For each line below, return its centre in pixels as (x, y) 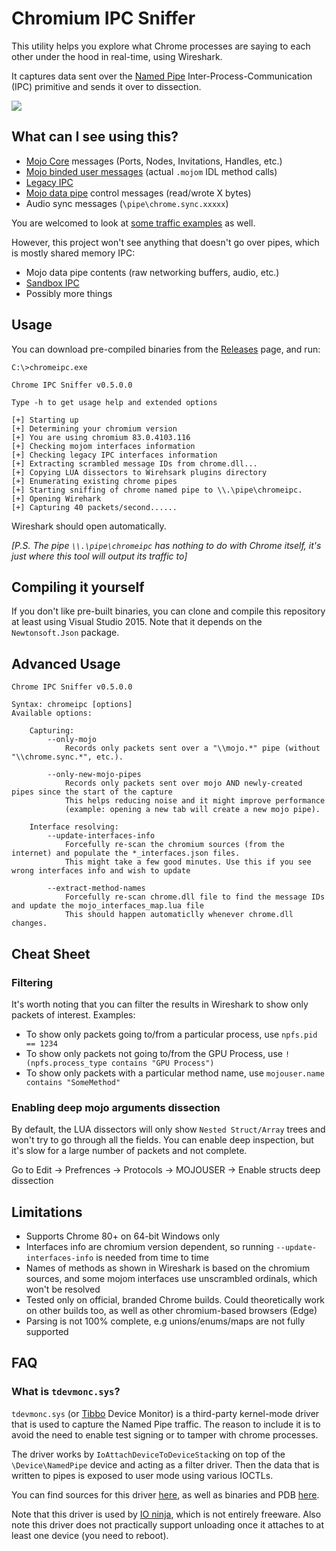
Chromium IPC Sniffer (103, 18)
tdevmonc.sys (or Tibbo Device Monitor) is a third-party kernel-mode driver (165, 1413)
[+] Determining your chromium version (94, 428)
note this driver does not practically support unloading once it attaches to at (167, 1524)
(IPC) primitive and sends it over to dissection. (106, 86)
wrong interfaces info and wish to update (101, 871)
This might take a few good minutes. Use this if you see (188, 862)
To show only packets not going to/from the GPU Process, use (154, 1053)
